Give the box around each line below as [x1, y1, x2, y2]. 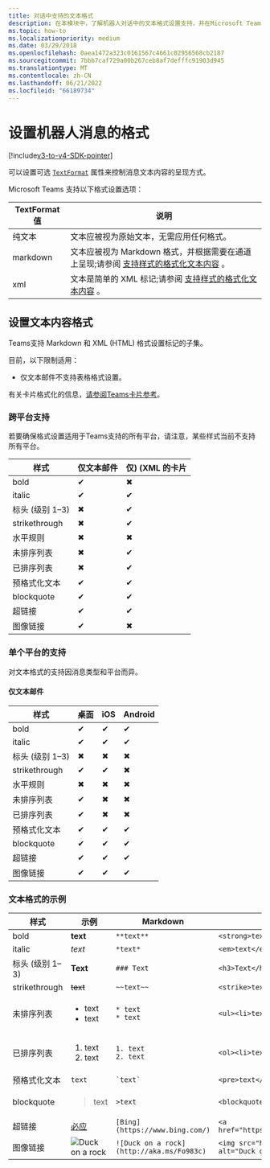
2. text [115, 1052, 145, 1062]
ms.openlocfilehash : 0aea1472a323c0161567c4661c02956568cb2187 [8, 49, 225, 57]
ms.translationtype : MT [8, 64, 88, 72]
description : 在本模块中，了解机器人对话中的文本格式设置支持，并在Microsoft [8, 19, 243, 27]
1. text [115, 1044, 145, 1054]
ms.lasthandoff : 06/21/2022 [8, 79, 103, 87]
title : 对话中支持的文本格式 [8, 11, 94, 20]
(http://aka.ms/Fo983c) [115, 1147, 207, 1156]
